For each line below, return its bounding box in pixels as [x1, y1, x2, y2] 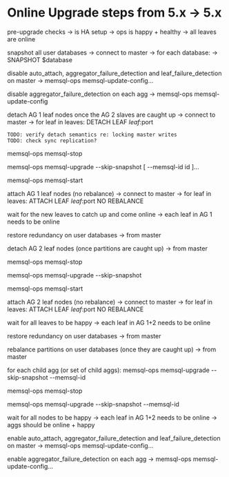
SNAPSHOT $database [7, 55, 72, 64]
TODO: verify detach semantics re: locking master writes [7, 131, 177, 138]
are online [7, 35, 36, 43]
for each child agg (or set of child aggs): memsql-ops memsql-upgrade [7, 366, 210, 374]
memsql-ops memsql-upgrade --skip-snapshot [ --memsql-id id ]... [7, 162, 199, 171]
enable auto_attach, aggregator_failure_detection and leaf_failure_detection [7, 434, 221, 442]
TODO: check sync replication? [7, 137, 97, 144]
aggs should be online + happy [7, 420, 95, 429]
